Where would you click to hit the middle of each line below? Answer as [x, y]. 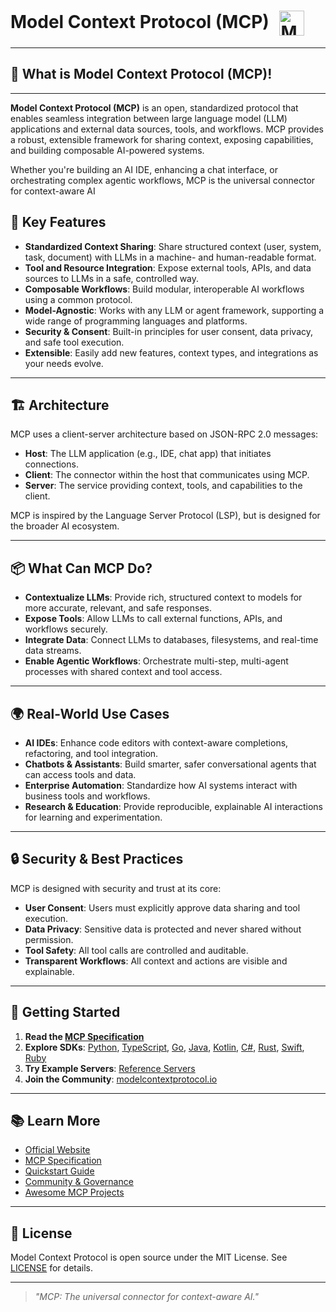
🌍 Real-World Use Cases [90, 713]
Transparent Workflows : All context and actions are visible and [156, 961]
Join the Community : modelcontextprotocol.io [121, 1079]
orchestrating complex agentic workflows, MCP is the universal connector [163, 180]
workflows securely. [66, 629]
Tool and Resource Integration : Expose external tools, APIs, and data [168, 267]
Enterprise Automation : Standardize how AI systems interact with [161, 785]
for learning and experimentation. [93, 817]
